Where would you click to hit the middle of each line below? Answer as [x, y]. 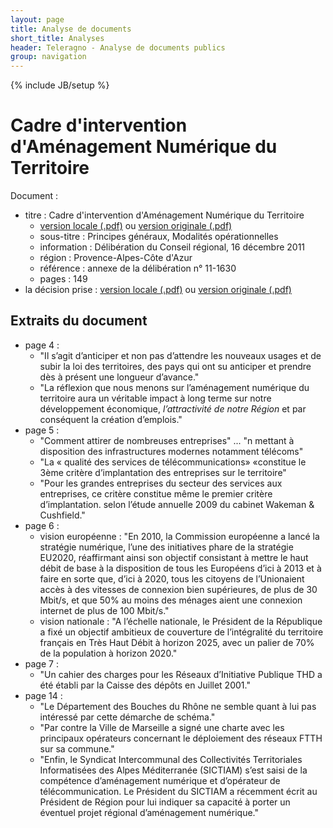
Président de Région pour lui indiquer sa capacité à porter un [165, 802]
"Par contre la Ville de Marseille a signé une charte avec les [162, 727]
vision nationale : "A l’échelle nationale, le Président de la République [181, 621]
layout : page [37, 19]
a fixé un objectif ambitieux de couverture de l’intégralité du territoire [181, 632]
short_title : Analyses [57, 38]
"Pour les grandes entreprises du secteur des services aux [161, 483]
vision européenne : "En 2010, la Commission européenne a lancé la [179, 536]
